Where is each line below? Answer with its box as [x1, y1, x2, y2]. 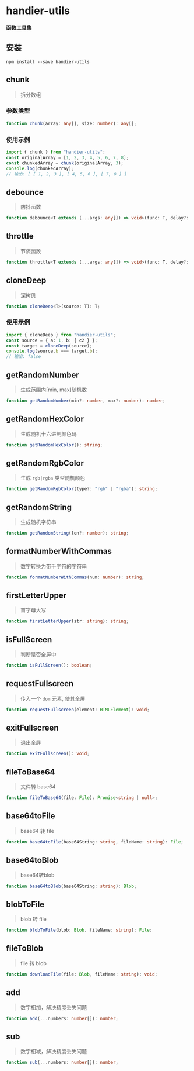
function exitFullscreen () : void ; [6, 750, 90, 757]
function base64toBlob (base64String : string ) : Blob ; [6, 883, 137, 889]
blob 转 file [20, 915, 47, 922]
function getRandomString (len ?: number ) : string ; [6, 531, 129, 536]
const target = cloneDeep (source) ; [6, 343, 93, 349]
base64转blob [20, 872, 55, 879]
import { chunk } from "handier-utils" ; [6, 149, 106, 156]
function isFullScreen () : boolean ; [6, 663, 93, 669]
